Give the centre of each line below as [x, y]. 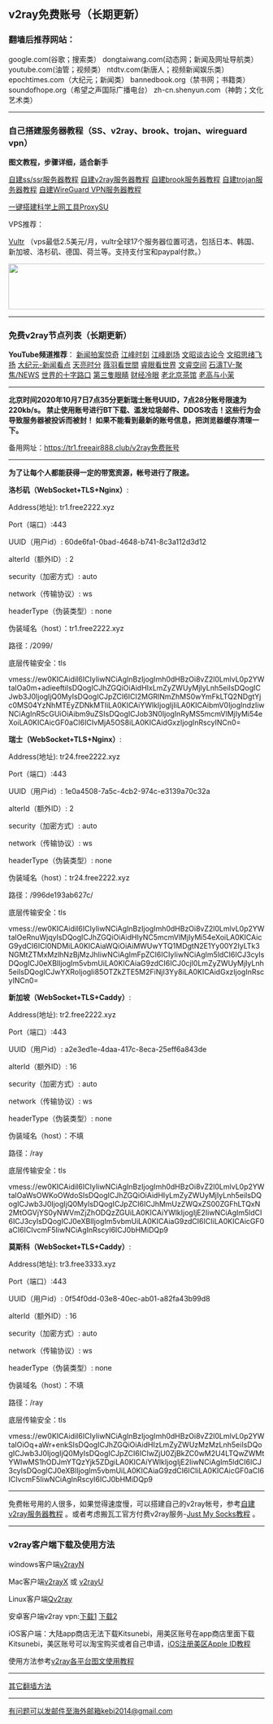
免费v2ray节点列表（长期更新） [70, 335]
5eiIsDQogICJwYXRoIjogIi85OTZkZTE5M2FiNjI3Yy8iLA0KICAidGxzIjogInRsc [136, 972]
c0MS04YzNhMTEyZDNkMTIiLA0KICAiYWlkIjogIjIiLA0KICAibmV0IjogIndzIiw [136, 705]
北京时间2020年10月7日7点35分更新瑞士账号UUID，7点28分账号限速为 [128, 400]
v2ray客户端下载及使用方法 [62, 1545]
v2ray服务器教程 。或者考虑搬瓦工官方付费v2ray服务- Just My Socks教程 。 [134, 1514]
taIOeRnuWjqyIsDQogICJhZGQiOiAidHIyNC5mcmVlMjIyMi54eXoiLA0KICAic [135, 937]
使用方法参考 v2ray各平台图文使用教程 [71, 1660]
